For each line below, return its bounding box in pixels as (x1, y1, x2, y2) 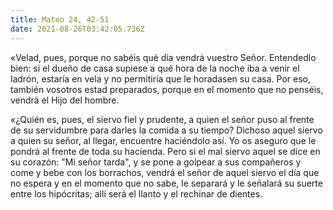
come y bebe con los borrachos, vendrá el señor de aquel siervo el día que (10, 166, 320, 178)
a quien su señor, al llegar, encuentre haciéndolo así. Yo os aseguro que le (10, 134, 317, 146)
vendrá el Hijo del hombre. (10, 94, 120, 106)
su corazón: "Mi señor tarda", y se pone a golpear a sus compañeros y (10, 156, 302, 168)
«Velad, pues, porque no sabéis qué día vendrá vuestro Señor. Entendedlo (10, 51, 317, 63)
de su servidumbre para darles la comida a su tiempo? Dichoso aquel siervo (10, 124, 323, 136)
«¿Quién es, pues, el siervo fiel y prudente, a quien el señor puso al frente (10, 113, 315, 125)
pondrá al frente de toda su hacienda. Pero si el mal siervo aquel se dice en (10, 145, 321, 157)
